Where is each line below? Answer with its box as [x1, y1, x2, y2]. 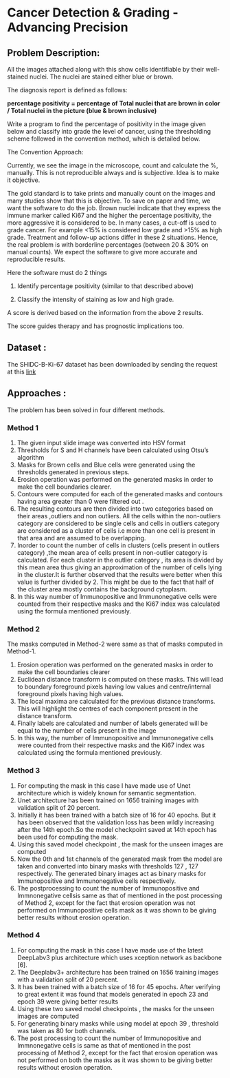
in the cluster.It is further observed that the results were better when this [16, 570, 222, 578]
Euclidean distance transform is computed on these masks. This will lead [16, 675, 224, 684]
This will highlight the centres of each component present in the [16, 704, 198, 713]
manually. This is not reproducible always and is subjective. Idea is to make [7, 169, 220, 176]
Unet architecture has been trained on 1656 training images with [16, 796, 199, 804]
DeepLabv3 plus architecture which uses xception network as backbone [16, 953, 222, 962]
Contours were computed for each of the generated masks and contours [16, 489, 223, 498]
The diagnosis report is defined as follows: [7, 86, 128, 94]
